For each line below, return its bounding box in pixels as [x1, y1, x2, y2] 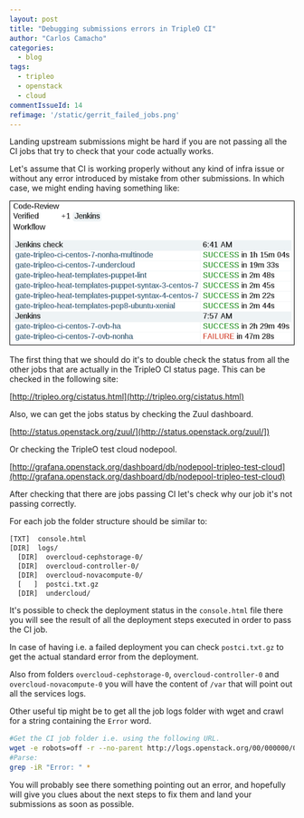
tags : [9, 63, 30, 72]
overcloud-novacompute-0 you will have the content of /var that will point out [9, 678, 293, 689]
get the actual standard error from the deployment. [9, 651, 199, 662]
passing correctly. [9, 499, 77, 510]
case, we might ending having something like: [9, 182, 180, 194]
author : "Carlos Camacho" [9, 34, 107, 43]
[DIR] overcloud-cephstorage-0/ [17, 553, 144, 562]
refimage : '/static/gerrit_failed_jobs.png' [9, 110, 180, 120]
